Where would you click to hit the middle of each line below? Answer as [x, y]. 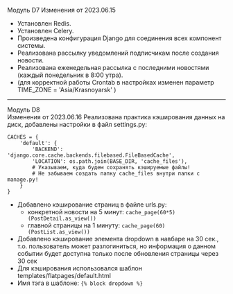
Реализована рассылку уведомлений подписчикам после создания [118, 53]
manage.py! [23, 180]
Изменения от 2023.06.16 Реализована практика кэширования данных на [116, 117]
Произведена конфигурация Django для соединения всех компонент [119, 38]
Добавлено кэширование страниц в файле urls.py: [92, 205]
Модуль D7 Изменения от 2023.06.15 [62, 10]
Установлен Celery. [45, 31]
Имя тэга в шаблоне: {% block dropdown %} [80, 283]
